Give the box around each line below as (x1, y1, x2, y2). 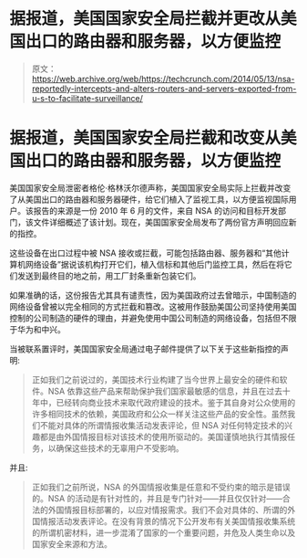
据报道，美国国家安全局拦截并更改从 (9, 8, 281, 29)
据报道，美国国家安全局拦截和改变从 (9, 128, 281, 149)
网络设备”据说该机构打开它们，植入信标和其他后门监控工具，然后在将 (25, 258, 285, 269)
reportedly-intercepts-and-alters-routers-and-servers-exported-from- (31, 83, 297, 94)
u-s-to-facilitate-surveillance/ (31, 92, 144, 103)
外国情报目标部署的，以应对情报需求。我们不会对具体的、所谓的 (47, 504, 288, 515)
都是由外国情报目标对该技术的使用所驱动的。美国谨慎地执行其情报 (39, 431, 288, 442)
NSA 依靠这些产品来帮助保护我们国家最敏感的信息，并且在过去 (47, 385, 282, 396)
